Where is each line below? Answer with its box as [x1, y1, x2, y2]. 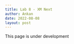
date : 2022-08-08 [5, 16, 40, 21]
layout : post [5, 20, 31, 25]
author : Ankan [5, 11, 34, 16]
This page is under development [5, 33, 69, 39]
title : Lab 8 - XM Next [5, 7, 53, 12]
